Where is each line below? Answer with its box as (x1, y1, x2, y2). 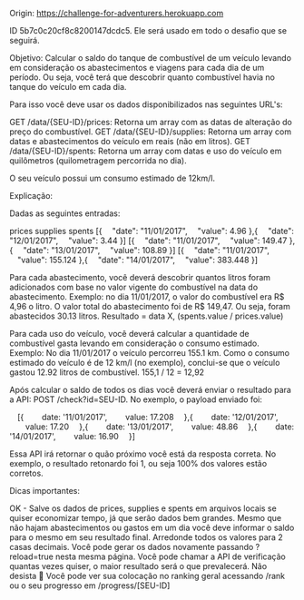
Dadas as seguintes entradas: (9, 208, 121, 219)
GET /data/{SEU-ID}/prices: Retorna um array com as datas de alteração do (9, 117, 292, 127)
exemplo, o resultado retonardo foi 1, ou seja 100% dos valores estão (9, 458, 268, 468)
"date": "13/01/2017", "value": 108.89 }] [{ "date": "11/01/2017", (22, 245, 270, 255)
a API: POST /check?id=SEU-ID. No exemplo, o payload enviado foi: (9, 394, 263, 405)
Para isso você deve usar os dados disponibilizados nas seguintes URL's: (9, 99, 283, 110)
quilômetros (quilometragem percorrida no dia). (9, 155, 188, 166)
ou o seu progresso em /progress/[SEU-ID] (9, 580, 171, 591)
